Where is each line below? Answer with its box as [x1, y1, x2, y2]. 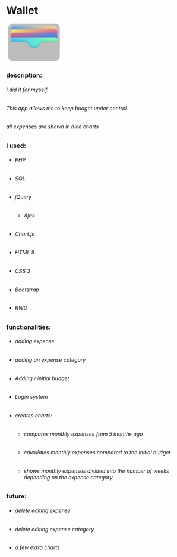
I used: [6, 141, 27, 150]
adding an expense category [14, 356, 86, 364]
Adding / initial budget [14, 374, 69, 382]
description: [6, 71, 43, 79]
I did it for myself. [6, 86, 49, 93]
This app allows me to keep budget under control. [6, 104, 129, 112]
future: [6, 492, 27, 500]
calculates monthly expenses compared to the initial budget [23, 449, 171, 456]
